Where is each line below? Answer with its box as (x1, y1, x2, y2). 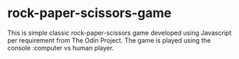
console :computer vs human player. (7, 43, 115, 52)
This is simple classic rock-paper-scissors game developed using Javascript (7, 28, 232, 37)
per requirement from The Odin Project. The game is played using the (7, 36, 211, 44)
